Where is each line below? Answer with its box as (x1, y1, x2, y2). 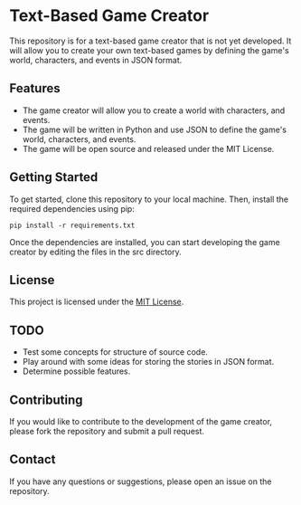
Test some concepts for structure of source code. (22, 347, 208, 357)
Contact (9, 452, 56, 467)
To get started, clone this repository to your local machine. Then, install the (9, 194, 289, 205)
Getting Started (9, 169, 99, 186)
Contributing (9, 392, 83, 407)
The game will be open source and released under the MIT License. (22, 143, 275, 154)
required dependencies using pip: (9, 203, 136, 214)
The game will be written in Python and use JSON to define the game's (22, 124, 287, 135)
